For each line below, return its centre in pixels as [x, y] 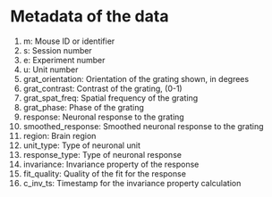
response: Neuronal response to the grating [103, 117]
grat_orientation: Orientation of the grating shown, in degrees [136, 78]
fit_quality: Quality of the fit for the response [105, 173]
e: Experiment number [64, 60]
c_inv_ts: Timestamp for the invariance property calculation [132, 183]
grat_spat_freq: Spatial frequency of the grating [110, 98]
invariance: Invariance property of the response [111, 164]
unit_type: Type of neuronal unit [82, 145]
